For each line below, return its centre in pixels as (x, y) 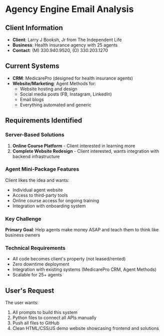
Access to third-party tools (40, 195)
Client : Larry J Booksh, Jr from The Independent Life (67, 40)
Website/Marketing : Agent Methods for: (54, 83)
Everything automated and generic (55, 105)
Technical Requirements (35, 248)
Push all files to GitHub (36, 323)
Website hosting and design (48, 89)
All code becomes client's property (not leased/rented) (69, 259)
